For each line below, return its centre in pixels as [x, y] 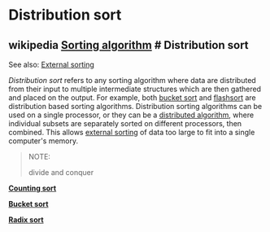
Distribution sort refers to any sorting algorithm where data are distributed [132, 80]
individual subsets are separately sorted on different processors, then [125, 123]
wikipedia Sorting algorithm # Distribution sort [129, 45]
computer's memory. [44, 141]
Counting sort [33, 188]
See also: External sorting [52, 64]
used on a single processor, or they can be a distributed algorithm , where [131, 115]
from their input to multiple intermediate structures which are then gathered [135, 89]
